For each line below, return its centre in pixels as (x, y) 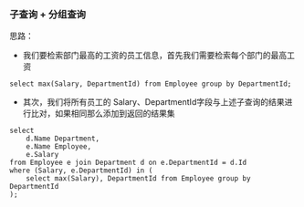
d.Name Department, (63, 139)
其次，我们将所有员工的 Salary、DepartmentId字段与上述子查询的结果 (153, 102)
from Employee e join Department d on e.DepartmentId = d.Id (128, 163)
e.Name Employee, (59, 147)
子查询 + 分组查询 (48, 14)
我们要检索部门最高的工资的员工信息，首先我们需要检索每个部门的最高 (155, 56)
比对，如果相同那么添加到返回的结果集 (103, 114)
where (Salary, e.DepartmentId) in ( (81, 171)
